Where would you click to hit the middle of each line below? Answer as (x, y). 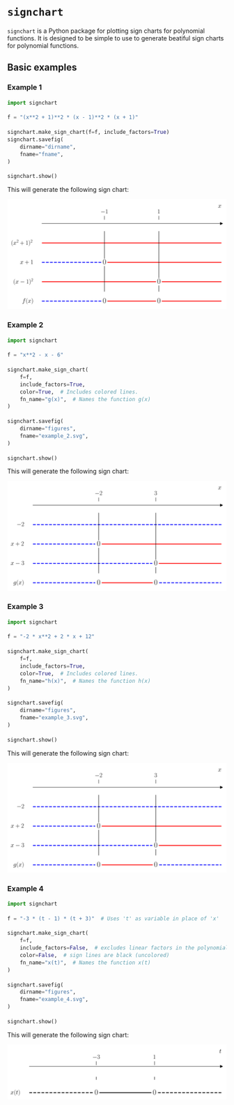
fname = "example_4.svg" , (54, 1000)
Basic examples (42, 67)
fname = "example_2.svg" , (54, 436)
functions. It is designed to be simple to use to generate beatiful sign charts (116, 38)
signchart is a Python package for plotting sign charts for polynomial (106, 31)
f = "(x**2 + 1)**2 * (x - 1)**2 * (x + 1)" (73, 118)
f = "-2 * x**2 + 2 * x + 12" (51, 637)
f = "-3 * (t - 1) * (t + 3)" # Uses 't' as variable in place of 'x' (113, 918)
